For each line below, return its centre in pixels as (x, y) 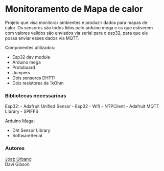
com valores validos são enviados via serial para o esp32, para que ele (77, 33)
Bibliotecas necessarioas (36, 95)
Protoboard (23, 67)
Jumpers (21, 72)
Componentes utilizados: (30, 47)
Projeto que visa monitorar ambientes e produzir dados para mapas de (76, 22)
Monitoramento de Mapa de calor (74, 9)
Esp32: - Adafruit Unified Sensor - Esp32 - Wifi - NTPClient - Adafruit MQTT (82, 107)
